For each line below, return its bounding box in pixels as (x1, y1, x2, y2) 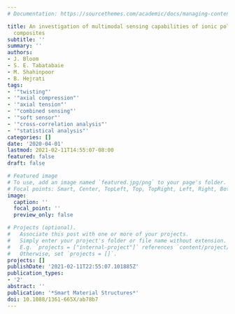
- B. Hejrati (7, 75, 45, 82)
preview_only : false (13, 212, 73, 219)
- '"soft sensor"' (7, 114, 61, 121)
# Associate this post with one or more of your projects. (7, 231, 190, 238)
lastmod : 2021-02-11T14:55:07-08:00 (7, 146, 114, 154)
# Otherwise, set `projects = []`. (7, 250, 117, 257)
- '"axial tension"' (7, 101, 68, 109)
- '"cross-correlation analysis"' (7, 121, 108, 128)
